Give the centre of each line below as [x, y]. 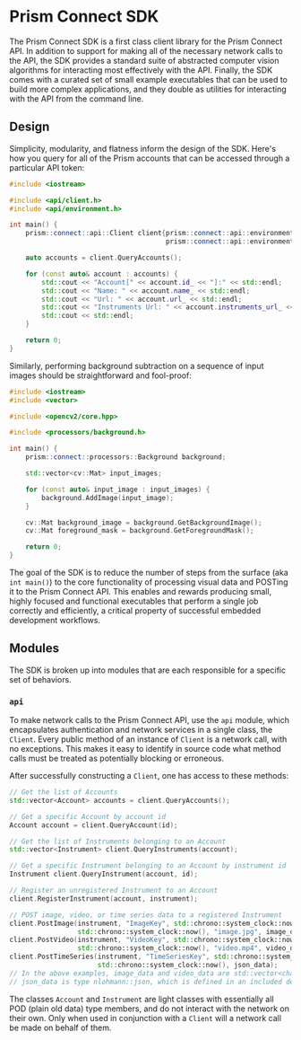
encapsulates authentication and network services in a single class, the [141, 730]
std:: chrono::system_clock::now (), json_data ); [188, 965]
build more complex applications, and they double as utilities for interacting [148, 89]
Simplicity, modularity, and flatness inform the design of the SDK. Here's [142, 148]
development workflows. [55, 620]
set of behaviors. [40, 679]
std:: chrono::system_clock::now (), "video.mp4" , [170, 948]
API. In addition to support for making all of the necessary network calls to [146, 50]
